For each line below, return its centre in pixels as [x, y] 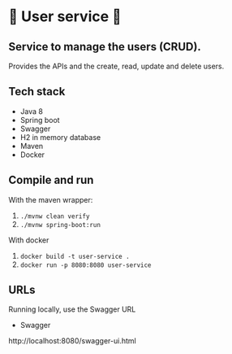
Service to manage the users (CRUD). [105, 47]
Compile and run [51, 180]
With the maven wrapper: [51, 199]
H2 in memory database [60, 137]
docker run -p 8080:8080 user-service [86, 265]
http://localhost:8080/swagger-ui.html [72, 341]
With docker [29, 240]
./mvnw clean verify [55, 216]
